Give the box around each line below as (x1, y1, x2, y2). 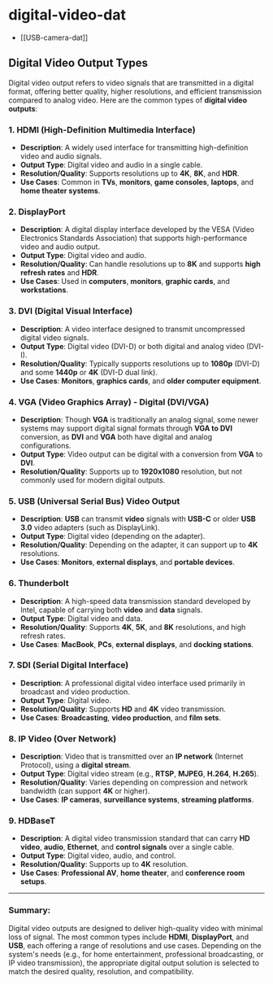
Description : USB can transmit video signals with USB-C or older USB (19, 514, 256, 524)
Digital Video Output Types (8, 56, 149, 70)
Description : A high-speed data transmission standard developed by (19, 596, 251, 606)
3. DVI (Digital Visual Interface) (8, 305, 133, 317)
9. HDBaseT (8, 816, 55, 827)
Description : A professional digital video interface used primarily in (19, 678, 245, 688)
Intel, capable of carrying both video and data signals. (19, 605, 203, 614)
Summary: (8, 905, 51, 916)
